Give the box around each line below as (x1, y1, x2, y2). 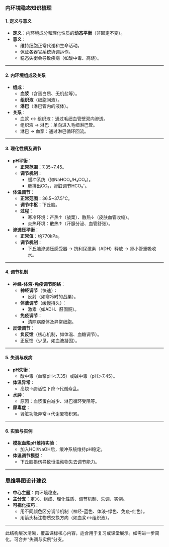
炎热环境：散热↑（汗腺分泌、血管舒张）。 (27, 220, 113, 227)
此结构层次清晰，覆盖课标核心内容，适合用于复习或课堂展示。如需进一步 (5, 530, 155, 536)
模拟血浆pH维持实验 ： (12, 440, 59, 446)
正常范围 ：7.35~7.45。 (20, 164, 67, 170)
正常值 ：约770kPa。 (20, 233, 62, 239)
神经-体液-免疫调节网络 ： (12, 281, 65, 287)
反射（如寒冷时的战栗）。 (27, 293, 79, 299)
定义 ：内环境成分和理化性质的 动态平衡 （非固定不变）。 (12, 30, 125, 36)
